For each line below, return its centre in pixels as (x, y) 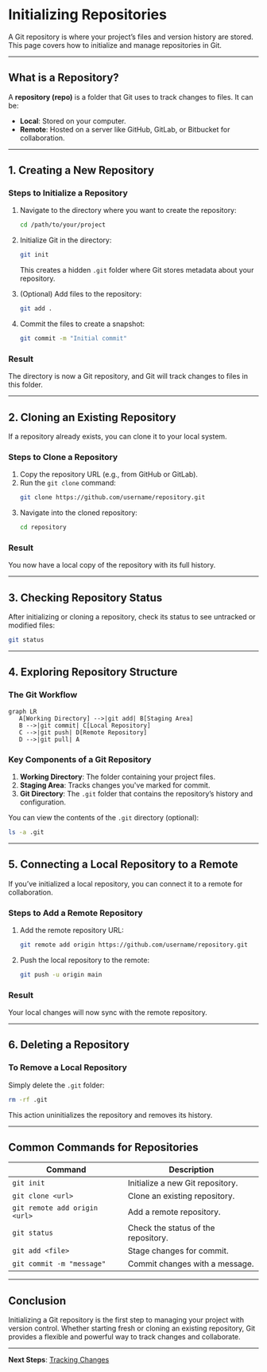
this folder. (26, 385)
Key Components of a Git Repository (80, 759)
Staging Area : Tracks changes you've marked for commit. (115, 785)
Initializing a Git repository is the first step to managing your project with (126, 1320)
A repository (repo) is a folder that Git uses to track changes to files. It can (131, 96)
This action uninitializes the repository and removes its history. (110, 1115)
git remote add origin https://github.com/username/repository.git (133, 945)
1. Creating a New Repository (81, 170)
